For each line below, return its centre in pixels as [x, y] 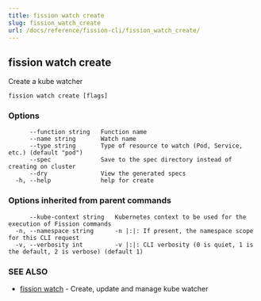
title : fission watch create [56, 15]
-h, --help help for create [85, 181]
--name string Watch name [83, 139]
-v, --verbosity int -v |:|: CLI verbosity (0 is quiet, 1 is [134, 245]
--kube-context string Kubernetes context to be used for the [138, 217]
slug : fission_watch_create [55, 23]
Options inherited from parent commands [90, 200]
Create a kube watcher [46, 82]
